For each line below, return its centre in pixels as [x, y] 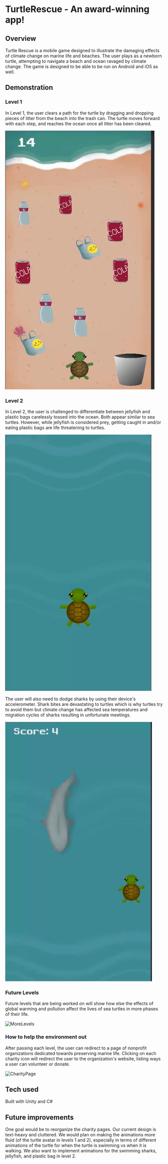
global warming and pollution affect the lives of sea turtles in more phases [82, 1009]
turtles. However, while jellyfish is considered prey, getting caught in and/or [83, 422]
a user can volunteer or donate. [38, 1064]
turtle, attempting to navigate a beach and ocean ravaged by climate [76, 61]
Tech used [22, 1089]
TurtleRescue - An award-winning [77, 9]
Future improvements [40, 1117]
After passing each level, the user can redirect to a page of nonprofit [76, 1048]
